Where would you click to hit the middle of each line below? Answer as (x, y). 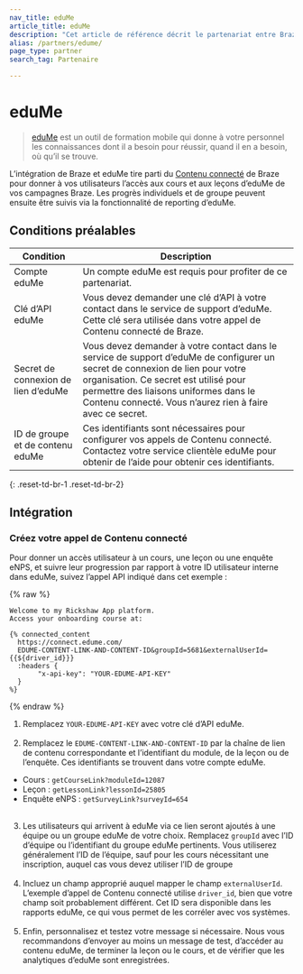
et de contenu (43, 445)
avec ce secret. (115, 413)
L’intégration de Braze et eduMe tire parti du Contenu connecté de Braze (144, 173)
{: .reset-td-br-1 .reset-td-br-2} (67, 484)
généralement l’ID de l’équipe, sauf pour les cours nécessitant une (145, 855)
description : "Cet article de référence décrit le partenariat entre (143, 34)
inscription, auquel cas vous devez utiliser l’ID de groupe (128, 864)
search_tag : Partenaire (54, 60)
